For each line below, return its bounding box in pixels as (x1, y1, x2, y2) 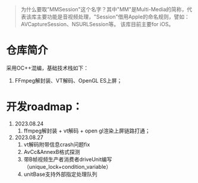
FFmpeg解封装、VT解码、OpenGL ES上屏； (14, 77, 122, 84)
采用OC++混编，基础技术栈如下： (6, 64, 89, 71)
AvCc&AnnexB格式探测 (23, 148, 80, 155)
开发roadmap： (6, 100, 83, 113)
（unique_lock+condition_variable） (23, 163, 112, 170)
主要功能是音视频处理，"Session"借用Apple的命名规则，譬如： (36, 13, 190, 20)
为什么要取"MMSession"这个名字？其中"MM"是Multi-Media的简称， (20, 6, 187, 12)
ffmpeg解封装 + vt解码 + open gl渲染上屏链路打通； (23, 127, 150, 134)
